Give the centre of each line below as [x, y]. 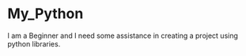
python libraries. [34, 43]
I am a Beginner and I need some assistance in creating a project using [123, 35]
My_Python [45, 14]
